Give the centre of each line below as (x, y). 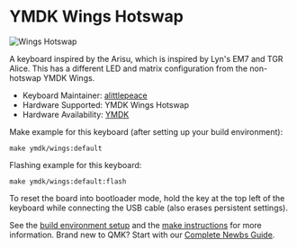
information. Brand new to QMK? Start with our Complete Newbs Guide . (142, 235)
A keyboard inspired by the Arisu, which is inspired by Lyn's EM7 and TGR (146, 58)
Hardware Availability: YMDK (76, 114)
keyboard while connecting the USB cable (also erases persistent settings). (149, 208)
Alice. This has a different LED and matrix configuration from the (129, 68)
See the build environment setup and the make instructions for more (136, 225)
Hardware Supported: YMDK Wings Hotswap (106, 104)
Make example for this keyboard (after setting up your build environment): (146, 131)
